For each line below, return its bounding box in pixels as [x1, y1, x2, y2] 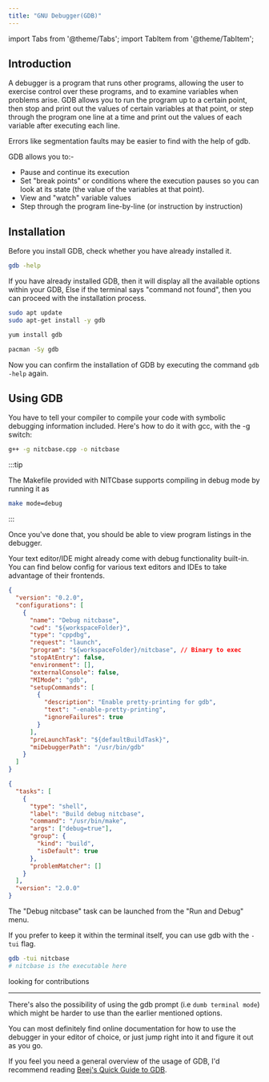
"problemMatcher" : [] [29, 862, 102, 870]
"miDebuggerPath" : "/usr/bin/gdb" [29, 743, 146, 751]
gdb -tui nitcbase [8, 954, 70, 963]
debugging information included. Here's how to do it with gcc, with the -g [8, 421, 251, 431]
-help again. [8, 368, 49, 378]
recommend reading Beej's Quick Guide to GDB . [8, 1064, 167, 1074]
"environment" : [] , [29, 661, 94, 669]
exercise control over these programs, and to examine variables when [8, 87, 239, 96]
